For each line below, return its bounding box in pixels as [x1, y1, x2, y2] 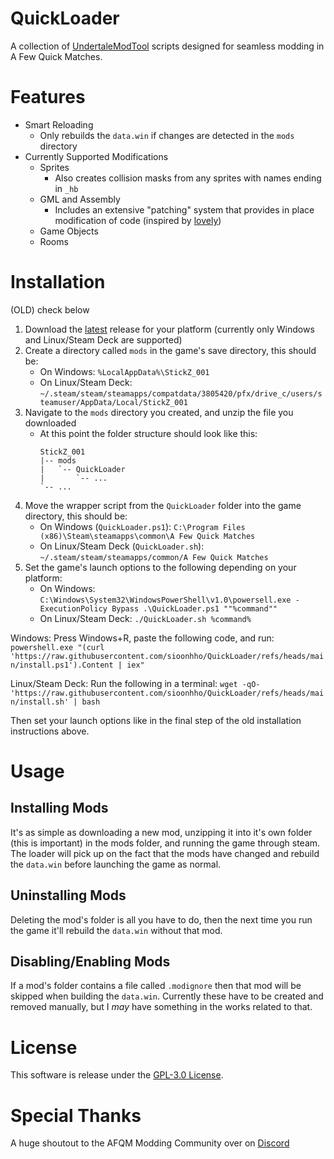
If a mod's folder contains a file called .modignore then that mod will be [10, 980, 302, 992]
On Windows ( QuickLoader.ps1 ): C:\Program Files [39, 520, 246, 532]
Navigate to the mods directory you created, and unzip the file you [24, 406, 294, 418]
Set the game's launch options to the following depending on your [24, 561, 297, 573]
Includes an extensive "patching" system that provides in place [54, 203, 315, 216]
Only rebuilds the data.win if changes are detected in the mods [39, 129, 295, 141]
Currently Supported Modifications [24, 150, 169, 162]
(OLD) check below [10, 303, 90, 316]
